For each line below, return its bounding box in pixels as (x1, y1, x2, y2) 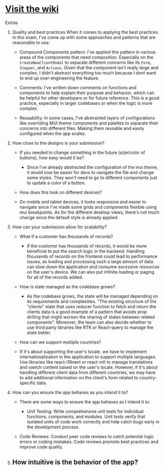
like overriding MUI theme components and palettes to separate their (19, 120, 159, 126)
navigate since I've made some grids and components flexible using (19, 204, 157, 210)
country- (139, 374, 157, 380)
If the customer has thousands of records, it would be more (26, 243, 147, 248)
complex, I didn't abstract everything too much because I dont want (19, 70, 157, 75)
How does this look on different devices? (19, 189, 102, 195)
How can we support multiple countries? (19, 339, 101, 345)
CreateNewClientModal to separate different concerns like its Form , (19, 59, 151, 65)
